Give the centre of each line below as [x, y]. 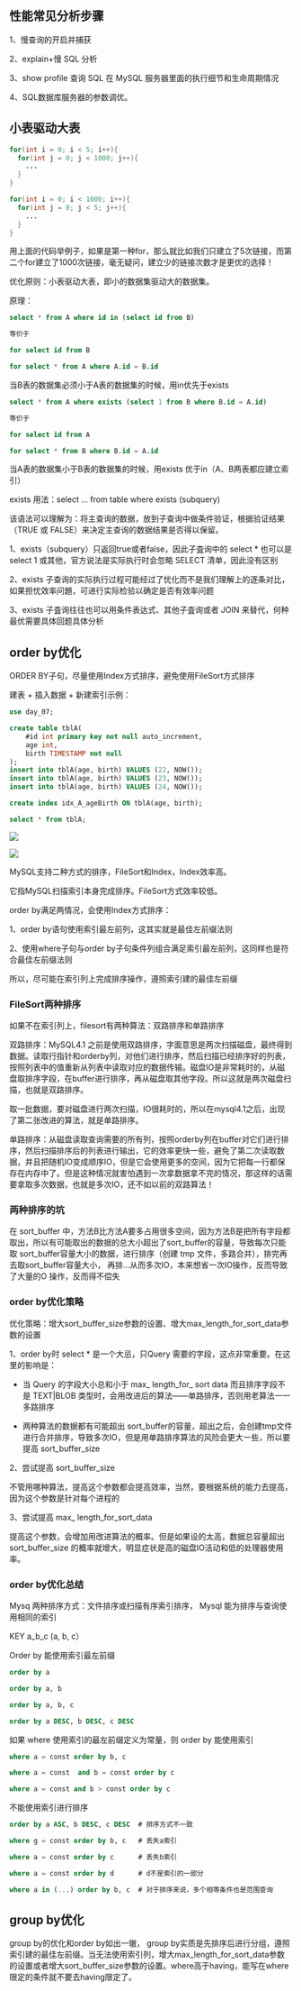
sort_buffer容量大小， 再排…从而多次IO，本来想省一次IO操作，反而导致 [156, 1265]
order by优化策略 [47, 1302]
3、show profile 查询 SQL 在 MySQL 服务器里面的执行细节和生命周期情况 [144, 78]
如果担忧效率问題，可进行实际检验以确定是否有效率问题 [111, 591]
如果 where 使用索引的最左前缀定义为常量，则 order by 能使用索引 [132, 1740]
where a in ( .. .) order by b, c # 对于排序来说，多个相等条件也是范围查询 [142, 1890]
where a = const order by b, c [68, 1757]
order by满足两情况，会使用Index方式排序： [90, 909]
